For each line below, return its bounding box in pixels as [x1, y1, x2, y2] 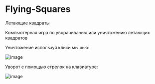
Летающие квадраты [5, 20, 50, 26]
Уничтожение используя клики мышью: [5, 44, 90, 50]
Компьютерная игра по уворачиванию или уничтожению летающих [5, 29, 151, 35]
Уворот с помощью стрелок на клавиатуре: [5, 64, 98, 70]
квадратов [5, 35, 28, 41]
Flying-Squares [5, 3, 71, 15]
